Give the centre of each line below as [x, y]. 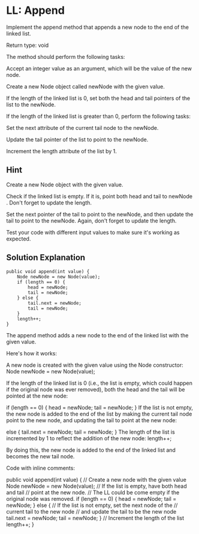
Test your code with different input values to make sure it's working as [93, 232]
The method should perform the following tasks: [66, 57]
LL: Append [35, 11]
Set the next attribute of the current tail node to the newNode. [82, 127]
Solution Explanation [46, 258]
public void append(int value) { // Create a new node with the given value [97, 479]
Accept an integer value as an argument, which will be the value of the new [99, 68]
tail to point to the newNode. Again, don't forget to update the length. [91, 221]
